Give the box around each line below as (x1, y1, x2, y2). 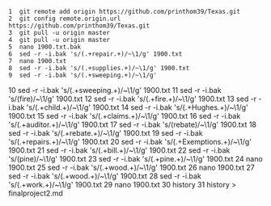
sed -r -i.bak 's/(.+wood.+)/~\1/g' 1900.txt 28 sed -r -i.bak (8, 171, 202, 181)
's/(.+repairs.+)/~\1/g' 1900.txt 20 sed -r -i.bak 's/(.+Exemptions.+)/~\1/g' (8, 137, 252, 146)
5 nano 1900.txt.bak (8, 43, 82, 51)
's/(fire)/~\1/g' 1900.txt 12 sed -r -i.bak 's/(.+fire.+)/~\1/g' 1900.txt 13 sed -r (8, 94, 257, 103)
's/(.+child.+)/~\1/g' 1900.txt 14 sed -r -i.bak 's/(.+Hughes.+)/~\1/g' (26, 103, 248, 112)
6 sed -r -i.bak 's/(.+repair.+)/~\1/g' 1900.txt (8, 50, 183, 58)
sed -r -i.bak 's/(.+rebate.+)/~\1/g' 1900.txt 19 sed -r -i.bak (8, 128, 204, 137)
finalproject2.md (8, 188, 63, 198)
